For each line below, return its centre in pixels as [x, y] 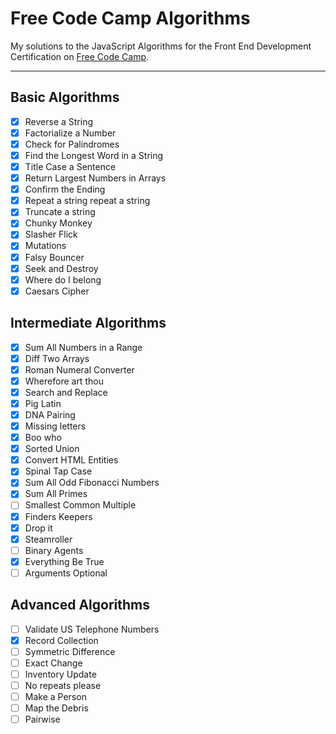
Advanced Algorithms [80, 605]
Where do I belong [63, 279]
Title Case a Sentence [70, 166]
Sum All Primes [56, 494]
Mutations [45, 246]
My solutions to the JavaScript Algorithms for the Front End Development [161, 46]
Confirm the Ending [65, 189]
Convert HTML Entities [71, 460]
